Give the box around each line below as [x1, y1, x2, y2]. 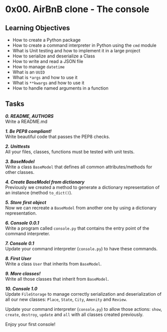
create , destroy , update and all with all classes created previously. [5, 311, 144, 317]
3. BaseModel [5, 158, 35, 164]
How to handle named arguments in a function [12, 85, 109, 91]
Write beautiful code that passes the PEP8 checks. [5, 134, 110, 140]
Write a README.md [5, 118, 48, 124]
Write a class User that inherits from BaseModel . [5, 260, 102, 267]
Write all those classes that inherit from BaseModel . [5, 276, 109, 282]
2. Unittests [5, 143, 30, 149]
